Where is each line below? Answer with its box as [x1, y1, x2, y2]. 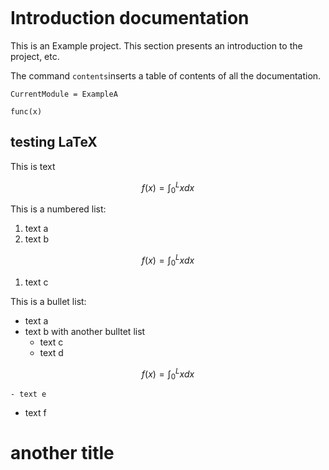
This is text [10, 160, 56, 172]
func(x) [10, 106, 43, 117]
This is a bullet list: [10, 295, 87, 307]
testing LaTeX [10, 134, 98, 151]
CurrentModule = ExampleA [10, 89, 118, 99]
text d [39, 346, 64, 358]
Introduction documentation [10, 7, 250, 30]
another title [10, 442, 115, 465]
